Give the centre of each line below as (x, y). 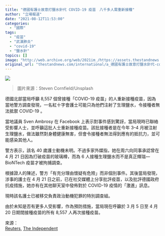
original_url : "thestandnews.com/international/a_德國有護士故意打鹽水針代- (81, 64)
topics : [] (16, 55)
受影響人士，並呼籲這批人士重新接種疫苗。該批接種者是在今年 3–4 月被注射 (81, 128)
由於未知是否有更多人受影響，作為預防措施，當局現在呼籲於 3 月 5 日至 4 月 (82, 206)
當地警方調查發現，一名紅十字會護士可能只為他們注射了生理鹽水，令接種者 (80, 105)
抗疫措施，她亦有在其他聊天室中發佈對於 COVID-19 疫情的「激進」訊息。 (79, 185)
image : (12, 60)
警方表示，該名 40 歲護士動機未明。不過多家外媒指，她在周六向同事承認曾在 (82, 150)
